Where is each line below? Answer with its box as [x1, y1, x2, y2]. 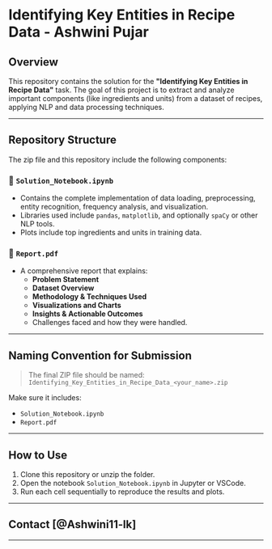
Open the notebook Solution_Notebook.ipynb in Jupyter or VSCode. [19, 479, 246, 488]
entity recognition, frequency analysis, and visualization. [19, 202, 209, 212]
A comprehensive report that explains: [19, 266, 148, 276]
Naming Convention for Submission [8, 348, 192, 362]
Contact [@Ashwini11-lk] [8, 517, 137, 531]
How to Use [8, 448, 68, 462]
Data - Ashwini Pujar [8, 23, 150, 41]
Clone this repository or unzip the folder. [19, 470, 155, 479]
